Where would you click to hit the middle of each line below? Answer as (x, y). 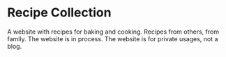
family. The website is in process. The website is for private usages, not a (113, 38)
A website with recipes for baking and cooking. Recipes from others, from (113, 32)
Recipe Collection (59, 13)
